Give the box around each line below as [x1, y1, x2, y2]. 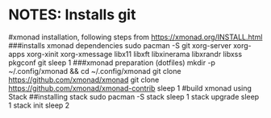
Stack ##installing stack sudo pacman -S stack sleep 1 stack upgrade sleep [8, 92, 260, 101]
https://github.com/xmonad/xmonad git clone [8, 75, 160, 84]
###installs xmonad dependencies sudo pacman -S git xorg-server [8, 40, 232, 50]
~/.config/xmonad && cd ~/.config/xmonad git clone [8, 66, 181, 75]
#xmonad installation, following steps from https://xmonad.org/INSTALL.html [8, 32, 263, 42]
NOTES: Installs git [8, 6, 136, 24]
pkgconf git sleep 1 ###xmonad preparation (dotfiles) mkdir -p [8, 58, 216, 67]
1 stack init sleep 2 [8, 100, 70, 110]
